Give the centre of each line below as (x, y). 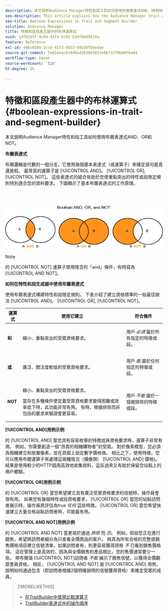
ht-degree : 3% (20, 69)
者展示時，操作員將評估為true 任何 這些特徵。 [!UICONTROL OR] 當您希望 (81, 505)
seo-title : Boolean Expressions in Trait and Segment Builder (71, 21)
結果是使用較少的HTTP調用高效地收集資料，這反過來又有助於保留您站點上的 (83, 465)
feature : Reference (25, 43)
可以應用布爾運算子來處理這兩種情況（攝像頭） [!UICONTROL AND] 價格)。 (82, 459)
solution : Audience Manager (34, 27)
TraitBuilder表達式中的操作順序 (56, 603)
